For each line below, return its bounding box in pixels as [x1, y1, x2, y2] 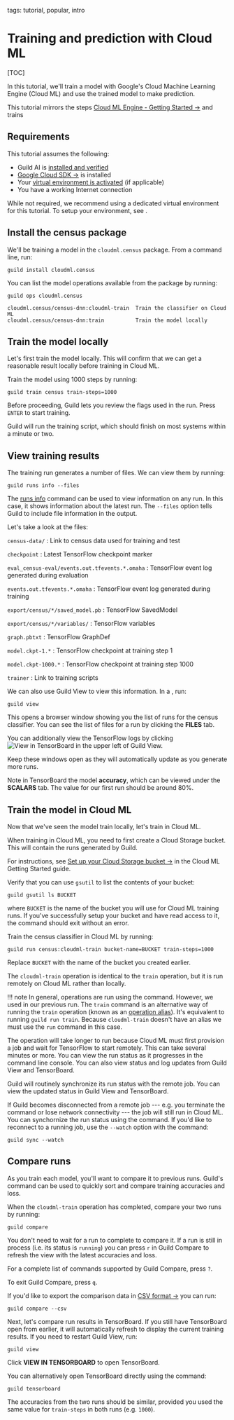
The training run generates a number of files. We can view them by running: [7, 469, 226, 477]
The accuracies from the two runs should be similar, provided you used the [7, 1398, 224, 1406]
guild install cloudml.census [7, 266, 96, 273]
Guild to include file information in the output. [7, 510, 138, 518]
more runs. [7, 763, 39, 771]
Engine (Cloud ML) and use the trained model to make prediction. [7, 89, 196, 97]
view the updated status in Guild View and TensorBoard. [7, 1087, 169, 1095]
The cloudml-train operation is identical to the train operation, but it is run [7, 972, 224, 980]
